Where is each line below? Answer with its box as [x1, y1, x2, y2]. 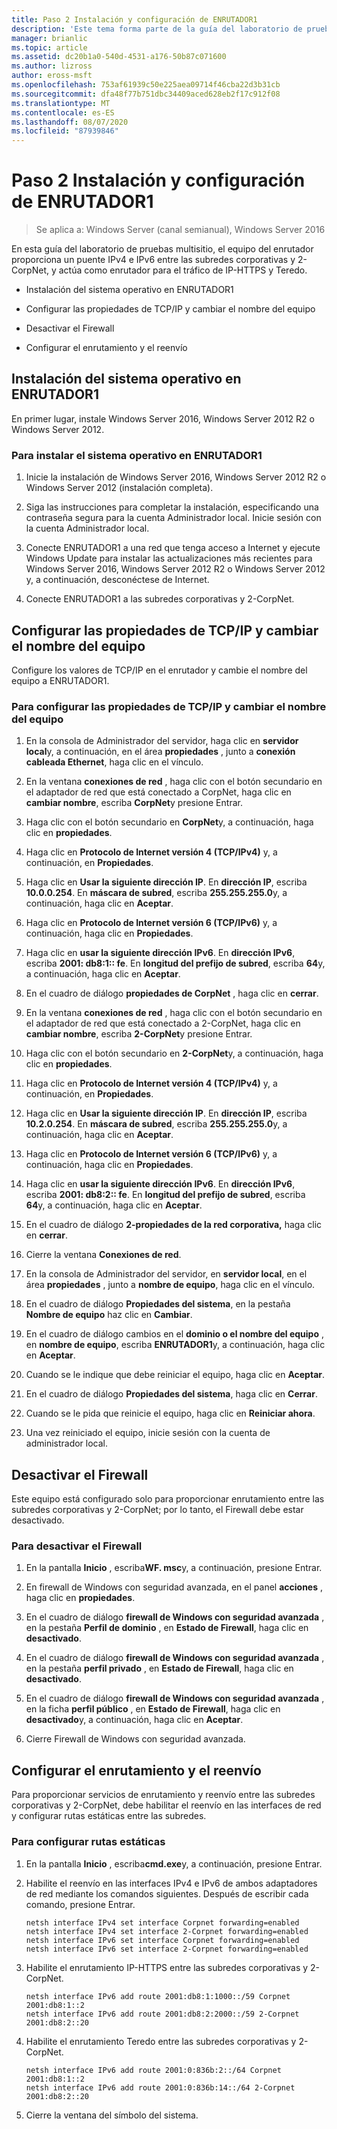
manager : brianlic [11, 33, 88, 43]
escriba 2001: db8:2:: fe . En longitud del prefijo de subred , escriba [25, 1189, 306, 1201]
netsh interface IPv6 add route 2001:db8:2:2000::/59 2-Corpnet [25, 2009, 300, 2019]
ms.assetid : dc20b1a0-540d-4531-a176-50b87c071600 [11, 52, 227, 62]
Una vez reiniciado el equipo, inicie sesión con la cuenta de [25, 1427, 271, 1439]
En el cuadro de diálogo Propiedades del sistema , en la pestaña [25, 1298, 291, 1310]
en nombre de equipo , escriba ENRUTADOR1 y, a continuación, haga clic [25, 1339, 326, 1351]
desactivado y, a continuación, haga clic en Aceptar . [25, 1714, 244, 1726]
